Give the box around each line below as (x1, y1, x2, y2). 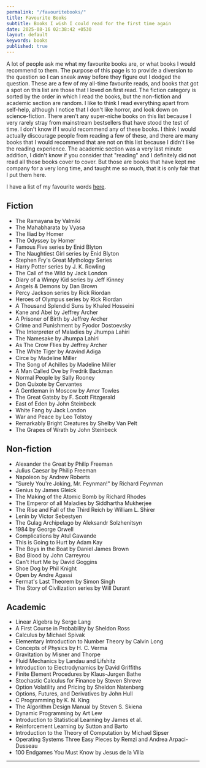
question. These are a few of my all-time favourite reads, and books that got (6, 79, 199, 87)
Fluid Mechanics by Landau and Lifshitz (15, 657, 116, 665)
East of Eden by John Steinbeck (15, 400, 96, 407)
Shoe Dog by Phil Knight (15, 565, 77, 572)
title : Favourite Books (6, 15, 67, 21)
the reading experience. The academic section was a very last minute (6, 145, 182, 152)
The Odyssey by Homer (15, 237, 75, 244)
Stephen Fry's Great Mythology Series (15, 256, 112, 264)
